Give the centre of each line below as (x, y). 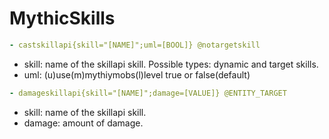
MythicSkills (62, 18)
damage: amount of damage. (83, 123)
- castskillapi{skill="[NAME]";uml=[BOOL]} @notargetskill (135, 45)
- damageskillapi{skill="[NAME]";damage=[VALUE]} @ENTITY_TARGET (148, 93)
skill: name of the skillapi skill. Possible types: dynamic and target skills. (171, 64)
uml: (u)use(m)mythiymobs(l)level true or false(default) (137, 74)
